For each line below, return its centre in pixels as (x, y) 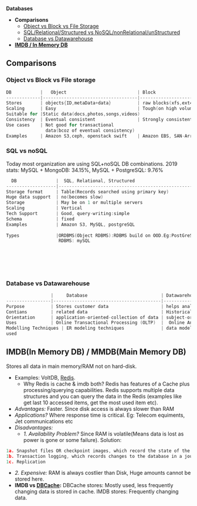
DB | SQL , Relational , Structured (73, 181)
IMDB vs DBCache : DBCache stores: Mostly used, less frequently (94, 485)
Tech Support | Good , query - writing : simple (68, 214)
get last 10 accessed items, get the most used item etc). (91, 403)
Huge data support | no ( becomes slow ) (55, 197)
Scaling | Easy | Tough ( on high (91, 109)
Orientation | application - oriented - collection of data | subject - (97, 317)
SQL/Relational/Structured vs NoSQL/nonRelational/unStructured (102, 32)
